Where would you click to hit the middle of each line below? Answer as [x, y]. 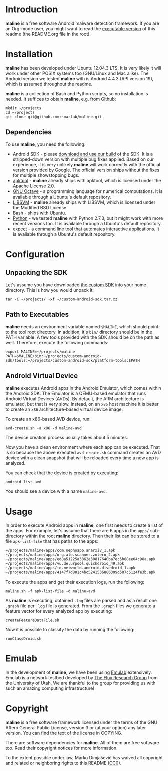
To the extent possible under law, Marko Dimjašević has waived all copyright [84, 758]
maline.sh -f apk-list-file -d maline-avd [50, 591]
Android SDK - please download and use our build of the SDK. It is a [83, 154]
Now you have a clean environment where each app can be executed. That [83, 447]
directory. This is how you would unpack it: [50, 290]
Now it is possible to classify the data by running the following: [70, 630]
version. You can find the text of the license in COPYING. [64, 733]
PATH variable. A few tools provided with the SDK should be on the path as [82, 337]
